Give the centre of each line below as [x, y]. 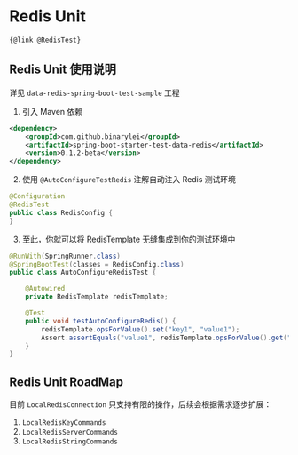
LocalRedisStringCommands [70, 442]
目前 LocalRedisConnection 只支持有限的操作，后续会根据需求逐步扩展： [141, 404]
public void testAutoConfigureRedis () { [101, 321]
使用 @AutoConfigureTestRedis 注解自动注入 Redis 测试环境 [129, 180]
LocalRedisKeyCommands [64, 423]
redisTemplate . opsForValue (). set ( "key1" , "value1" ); [141, 329]
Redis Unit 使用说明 [63, 70]
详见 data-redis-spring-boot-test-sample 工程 [94, 92]
